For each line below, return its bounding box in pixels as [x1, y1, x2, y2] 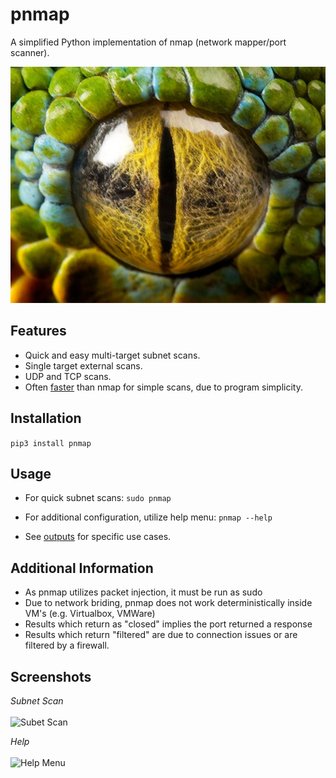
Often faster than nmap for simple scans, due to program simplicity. [24, 381, 303, 393]
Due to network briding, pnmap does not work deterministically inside [24, 597, 313, 609]
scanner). [10, 46, 50, 58]
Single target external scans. [24, 359, 143, 372]
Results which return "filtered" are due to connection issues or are [24, 629, 298, 641]
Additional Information [10, 559, 154, 577]
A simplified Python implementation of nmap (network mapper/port [10, 36, 287, 48]
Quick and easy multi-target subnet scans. [24, 349, 201, 361]
